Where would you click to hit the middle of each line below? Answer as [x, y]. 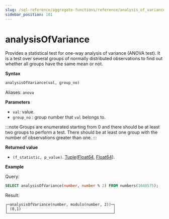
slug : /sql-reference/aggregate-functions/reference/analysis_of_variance [85, 10]
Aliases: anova [20, 92]
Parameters [18, 102]
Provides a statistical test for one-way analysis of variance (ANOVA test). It [83, 53]
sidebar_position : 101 [29, 15]
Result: [12, 195]
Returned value [22, 147]
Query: [12, 177]
